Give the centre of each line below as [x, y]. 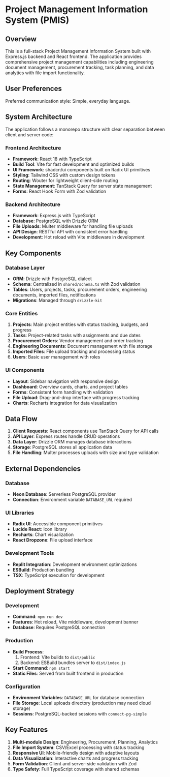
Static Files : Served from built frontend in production [68, 673]
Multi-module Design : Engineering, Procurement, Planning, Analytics [85, 742]
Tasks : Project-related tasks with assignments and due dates [77, 335]
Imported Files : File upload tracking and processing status [74, 351]
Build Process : [28, 651]
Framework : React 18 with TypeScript [52, 159]
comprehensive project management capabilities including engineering [79, 62]
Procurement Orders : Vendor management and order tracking [78, 341]
